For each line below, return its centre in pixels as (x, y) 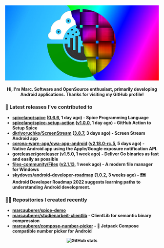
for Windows (25, 169)
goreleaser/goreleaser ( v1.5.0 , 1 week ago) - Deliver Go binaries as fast (85, 154)
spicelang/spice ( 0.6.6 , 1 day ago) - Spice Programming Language (80, 118)
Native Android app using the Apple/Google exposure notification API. (85, 149)
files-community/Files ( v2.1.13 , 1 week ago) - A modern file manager (82, 165)
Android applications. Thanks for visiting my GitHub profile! (82, 94)
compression (26, 221)
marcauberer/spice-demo (39, 210)
